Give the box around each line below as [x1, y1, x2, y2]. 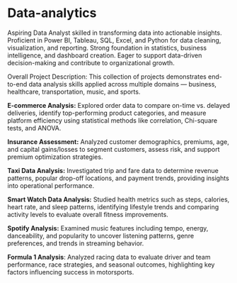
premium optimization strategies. [7, 152, 103, 161]
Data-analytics [7, 5, 97, 21]
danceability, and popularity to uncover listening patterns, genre [7, 231, 195, 240]
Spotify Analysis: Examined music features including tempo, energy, [7, 223, 209, 232]
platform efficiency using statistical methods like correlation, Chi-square [7, 116, 218, 125]
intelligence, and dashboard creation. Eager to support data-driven [7, 51, 202, 60]
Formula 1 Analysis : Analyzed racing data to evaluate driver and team [7, 253, 211, 261]
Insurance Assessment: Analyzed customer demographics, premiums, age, [7, 137, 230, 146]
